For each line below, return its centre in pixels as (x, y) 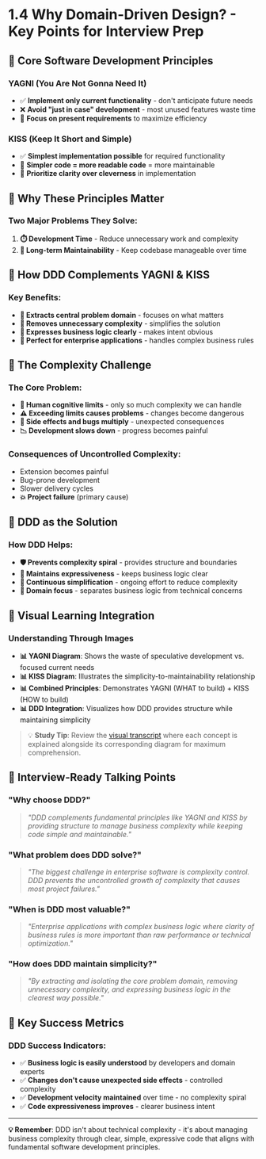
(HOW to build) (44, 699)
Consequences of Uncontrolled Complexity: (95, 454)
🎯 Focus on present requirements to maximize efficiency (113, 118)
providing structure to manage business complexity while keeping (135, 825)
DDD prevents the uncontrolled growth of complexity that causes (134, 880)
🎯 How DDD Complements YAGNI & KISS (109, 275)
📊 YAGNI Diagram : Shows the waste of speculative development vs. (132, 656)
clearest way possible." (66, 998)
